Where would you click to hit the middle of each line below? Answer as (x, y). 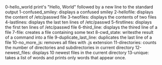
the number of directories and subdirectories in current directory (70, 48)
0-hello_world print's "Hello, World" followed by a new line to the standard (79, 7)
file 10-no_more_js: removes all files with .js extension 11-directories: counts (81, 42)
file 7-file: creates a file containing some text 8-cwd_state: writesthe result (79, 32)
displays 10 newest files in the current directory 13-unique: (91, 53)
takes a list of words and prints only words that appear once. (65, 58)
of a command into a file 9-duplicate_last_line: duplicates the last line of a (78, 37)
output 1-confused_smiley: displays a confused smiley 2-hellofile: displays (79, 12)
